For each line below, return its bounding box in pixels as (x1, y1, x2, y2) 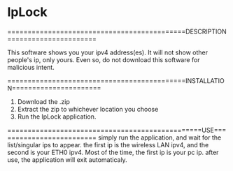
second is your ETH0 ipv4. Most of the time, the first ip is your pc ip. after (7, 148, 219, 156)
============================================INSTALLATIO (7, 76, 225, 84)
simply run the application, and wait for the (97, 133, 222, 142)
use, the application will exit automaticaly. (7, 155, 127, 164)
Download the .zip (17, 97, 70, 105)
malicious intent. (7, 63, 55, 71)
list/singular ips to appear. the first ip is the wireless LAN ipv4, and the (7, 140, 209, 149)
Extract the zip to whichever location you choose (17, 105, 159, 113)
